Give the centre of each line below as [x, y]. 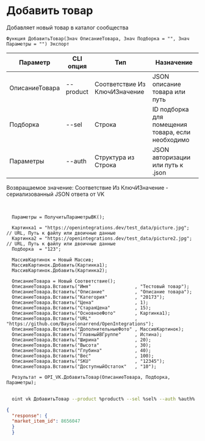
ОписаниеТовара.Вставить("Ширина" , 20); [81, 340]
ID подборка [171, 109]
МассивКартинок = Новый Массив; [53, 260]
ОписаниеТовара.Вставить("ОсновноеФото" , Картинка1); [91, 313]
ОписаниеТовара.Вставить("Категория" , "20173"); [88, 297]
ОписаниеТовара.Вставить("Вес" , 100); [83, 356]
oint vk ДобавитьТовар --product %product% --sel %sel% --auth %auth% [103, 399]
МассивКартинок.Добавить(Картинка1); [60, 265]
